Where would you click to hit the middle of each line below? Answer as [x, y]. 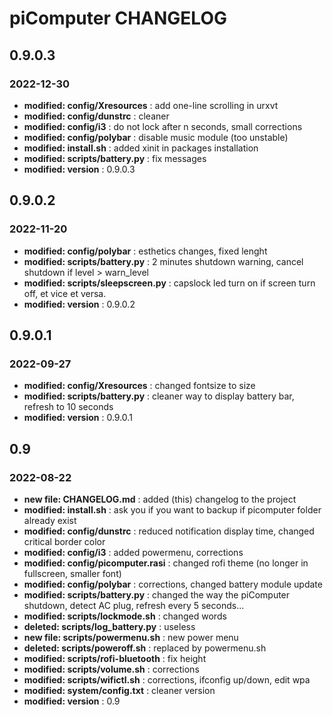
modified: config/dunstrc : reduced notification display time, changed [169, 531]
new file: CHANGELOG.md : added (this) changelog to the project [160, 499]
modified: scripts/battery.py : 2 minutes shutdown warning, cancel [163, 261]
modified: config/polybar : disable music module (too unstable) [156, 137]
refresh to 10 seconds [68, 407]
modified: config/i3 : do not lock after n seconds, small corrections [163, 126]
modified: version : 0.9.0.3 [79, 169]
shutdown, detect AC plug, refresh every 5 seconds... [134, 605]
